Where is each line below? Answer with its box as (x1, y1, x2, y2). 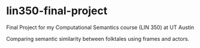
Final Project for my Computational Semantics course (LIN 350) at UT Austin (6, 24, 195, 31)
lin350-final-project (6, 4, 108, 18)
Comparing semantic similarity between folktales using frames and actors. (6, 35, 190, 42)
